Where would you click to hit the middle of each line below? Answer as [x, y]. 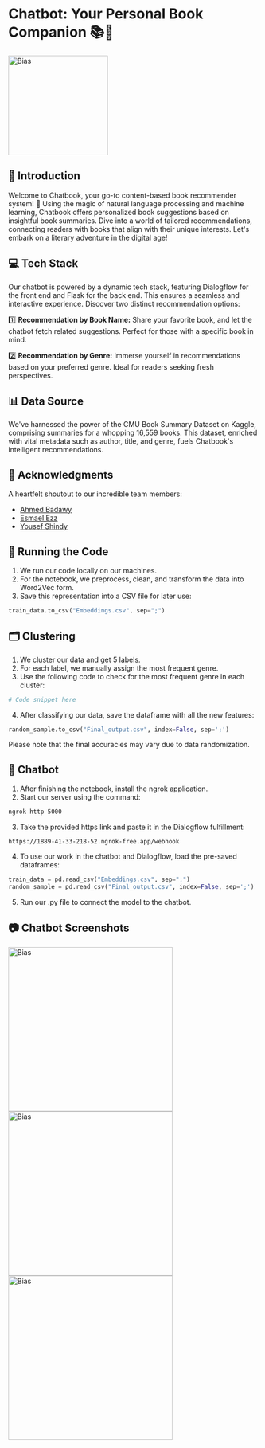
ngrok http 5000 [35, 812]
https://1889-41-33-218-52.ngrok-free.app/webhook [94, 842]
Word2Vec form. [47, 587]
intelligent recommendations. [56, 450]
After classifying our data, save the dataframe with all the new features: [137, 714]
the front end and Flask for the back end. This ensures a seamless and [124, 295]
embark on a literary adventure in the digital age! [88, 237]
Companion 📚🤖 [61, 32]
